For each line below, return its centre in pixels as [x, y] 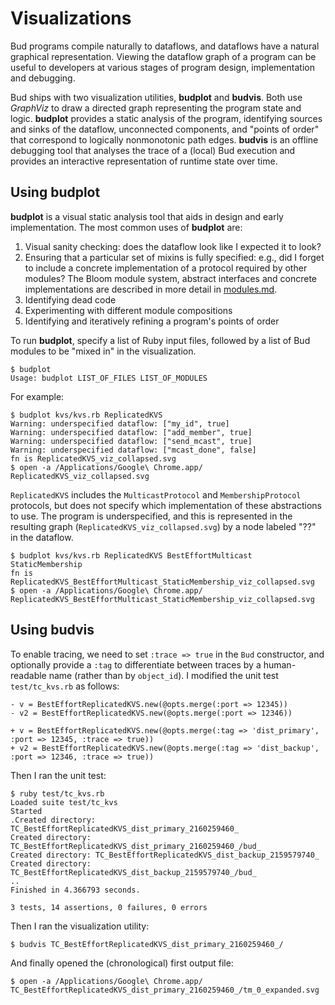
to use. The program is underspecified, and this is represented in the [151, 516]
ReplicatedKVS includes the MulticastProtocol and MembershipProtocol [156, 494]
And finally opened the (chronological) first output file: [122, 963]
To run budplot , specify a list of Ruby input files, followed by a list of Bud [160, 340]
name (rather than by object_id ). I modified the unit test [163, 675]
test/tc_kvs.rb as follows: [65, 686]
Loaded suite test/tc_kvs [64, 802]
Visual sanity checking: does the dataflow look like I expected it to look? [173, 246]
